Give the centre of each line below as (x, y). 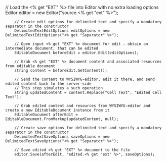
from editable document (30, 66)
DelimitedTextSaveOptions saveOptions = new (62, 137)
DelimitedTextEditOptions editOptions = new (62, 31)
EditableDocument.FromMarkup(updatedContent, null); (62, 119)
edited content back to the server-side (49, 84)
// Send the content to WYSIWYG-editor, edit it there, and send (85, 79)
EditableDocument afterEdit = (46, 115)
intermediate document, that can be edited (52, 48)
